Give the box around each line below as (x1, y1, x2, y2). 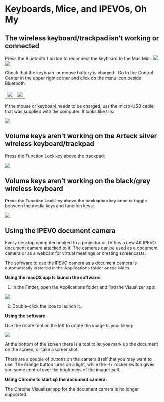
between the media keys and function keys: (5, 202, 94, 209)
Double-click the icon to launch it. (12, 303, 82, 309)
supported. (5, 391, 28, 398)
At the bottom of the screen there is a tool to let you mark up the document (5, 341, 158, 347)
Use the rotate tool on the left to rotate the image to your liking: (5, 323, 134, 329)
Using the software (5, 313, 46, 319)
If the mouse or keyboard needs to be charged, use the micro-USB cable (5, 103, 154, 109)
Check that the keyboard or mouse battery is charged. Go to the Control (5, 70, 154, 75)
